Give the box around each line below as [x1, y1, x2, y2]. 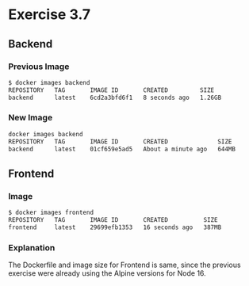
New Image [8, 112, 53, 124]
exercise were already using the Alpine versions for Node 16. [8, 269, 206, 278]
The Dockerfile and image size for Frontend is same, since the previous [8, 260, 241, 270]
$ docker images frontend [8, 208, 94, 217]
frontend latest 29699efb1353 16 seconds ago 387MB [8, 223, 222, 231]
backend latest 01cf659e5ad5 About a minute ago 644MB [8, 145, 236, 153]
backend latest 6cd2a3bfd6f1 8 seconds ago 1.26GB [8, 93, 222, 101]
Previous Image [8, 61, 70, 72]
